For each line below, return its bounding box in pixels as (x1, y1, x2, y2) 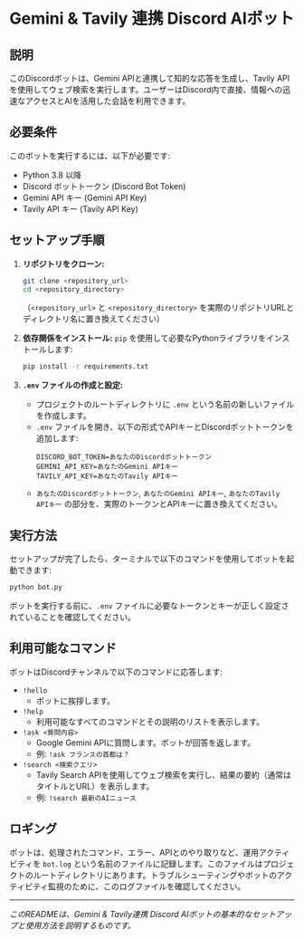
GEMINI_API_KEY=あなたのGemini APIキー (35, 463, 178, 472)
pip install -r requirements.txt (22, 362, 149, 371)
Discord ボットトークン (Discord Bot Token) (22, 180, 186, 191)
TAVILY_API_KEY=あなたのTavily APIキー (35, 472, 178, 481)
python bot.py (9, 583, 63, 592)
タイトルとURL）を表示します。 (35, 781, 155, 791)
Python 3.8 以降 (22, 169, 81, 180)
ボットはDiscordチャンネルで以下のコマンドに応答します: (9, 666, 223, 677)
